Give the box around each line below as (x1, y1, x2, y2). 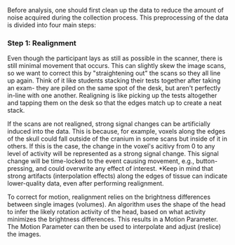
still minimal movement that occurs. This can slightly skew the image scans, (7, 62, 227, 70)
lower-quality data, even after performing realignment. (7, 179, 164, 188)
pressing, (7, 164, 34, 173)
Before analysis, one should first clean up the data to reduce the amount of (7, 6, 224, 14)
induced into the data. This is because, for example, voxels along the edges (7, 127, 226, 136)
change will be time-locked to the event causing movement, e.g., (7, 157, 195, 165)
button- (196, 157, 218, 165)
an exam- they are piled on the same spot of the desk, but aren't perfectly (7, 84, 221, 92)
